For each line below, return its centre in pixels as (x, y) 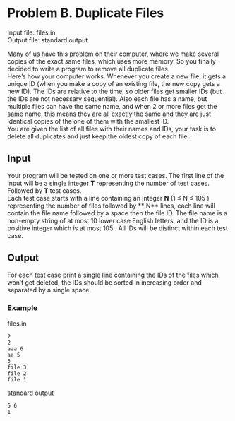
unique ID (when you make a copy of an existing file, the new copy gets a (114, 83)
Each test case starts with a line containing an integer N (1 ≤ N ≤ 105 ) (108, 198)
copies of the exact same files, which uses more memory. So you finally (112, 61)
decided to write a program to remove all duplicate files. (89, 69)
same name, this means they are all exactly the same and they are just (109, 114)
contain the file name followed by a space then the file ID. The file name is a (117, 213)
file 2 (17, 373)
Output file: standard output (48, 40)
